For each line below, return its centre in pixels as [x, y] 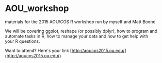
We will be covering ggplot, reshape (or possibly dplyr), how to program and [81, 31]
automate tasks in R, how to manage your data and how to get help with [77, 36]
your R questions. [23, 41]
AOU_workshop [37, 8]
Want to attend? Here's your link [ [38, 50]
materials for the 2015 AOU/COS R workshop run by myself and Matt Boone [80, 22]
